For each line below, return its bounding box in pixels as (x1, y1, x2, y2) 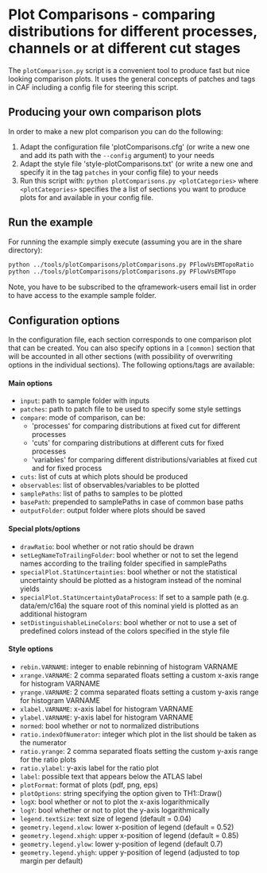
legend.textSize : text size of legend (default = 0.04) (19, 813, 192, 823)
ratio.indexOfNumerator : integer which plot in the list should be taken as (19, 729, 257, 739)
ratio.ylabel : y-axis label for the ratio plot (19, 763, 159, 772)
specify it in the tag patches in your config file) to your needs (19, 167, 219, 176)
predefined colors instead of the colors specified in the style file (19, 626, 230, 635)
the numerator (19, 737, 67, 747)
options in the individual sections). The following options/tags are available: (8, 360, 255, 370)
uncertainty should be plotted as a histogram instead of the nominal (19, 575, 242, 585)
